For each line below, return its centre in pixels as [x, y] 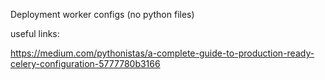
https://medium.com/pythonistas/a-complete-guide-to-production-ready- [162, 53]
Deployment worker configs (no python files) [102, 14]
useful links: [35, 33]
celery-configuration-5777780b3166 [85, 63]
